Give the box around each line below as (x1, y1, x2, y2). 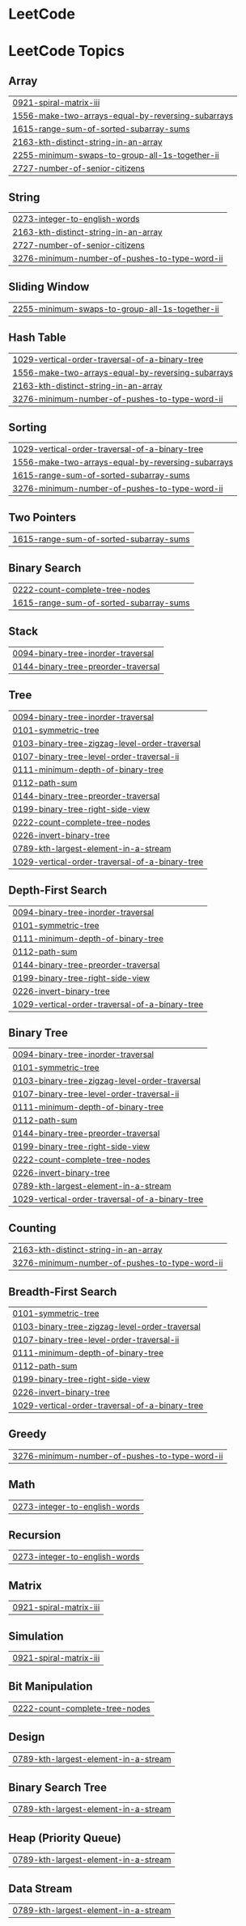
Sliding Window (8, 280, 90, 294)
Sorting (8, 421, 47, 435)
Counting (8, 1221, 57, 1235)
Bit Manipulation (8, 1680, 93, 1694)
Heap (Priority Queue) (8, 1831, 121, 1845)
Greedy (8, 1428, 47, 1441)
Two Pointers (8, 511, 77, 524)
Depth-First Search (8, 884, 108, 897)
